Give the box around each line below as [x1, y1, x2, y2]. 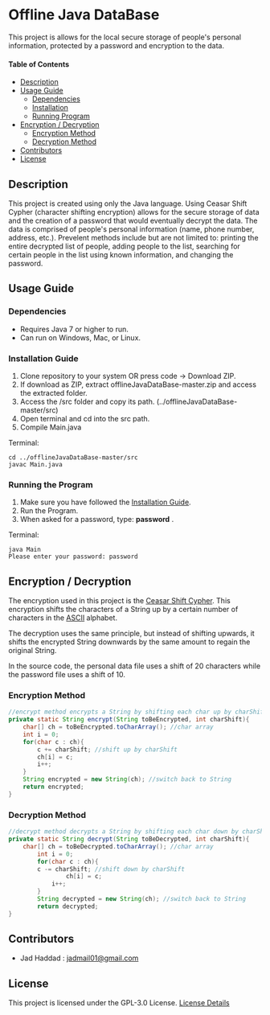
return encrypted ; [22, 783, 84, 791]
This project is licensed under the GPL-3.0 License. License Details [8, 998, 231, 1008]
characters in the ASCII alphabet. [8, 613, 118, 623]
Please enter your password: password [8, 553, 138, 561]
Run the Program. [19, 506, 79, 516]
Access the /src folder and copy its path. [19, 397, 155, 406]
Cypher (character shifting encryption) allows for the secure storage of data [8, 207, 260, 216]
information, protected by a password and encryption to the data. [8, 40, 225, 50]
